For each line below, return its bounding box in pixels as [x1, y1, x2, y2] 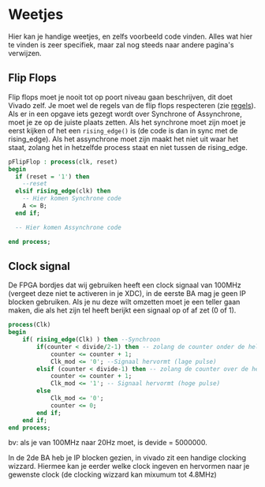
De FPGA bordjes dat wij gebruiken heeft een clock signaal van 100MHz [8, 280, 242, 290]
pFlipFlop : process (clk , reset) [8, 158, 118, 166]
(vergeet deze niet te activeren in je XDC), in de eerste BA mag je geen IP [8, 289, 246, 298]
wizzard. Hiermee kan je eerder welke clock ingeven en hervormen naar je [8, 462, 250, 471]
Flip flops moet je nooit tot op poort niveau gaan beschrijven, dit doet [8, 92, 233, 102]
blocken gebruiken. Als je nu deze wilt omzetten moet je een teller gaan [8, 298, 241, 307]
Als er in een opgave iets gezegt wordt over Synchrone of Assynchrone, [8, 109, 242, 118]
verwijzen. [8, 48, 42, 58]
